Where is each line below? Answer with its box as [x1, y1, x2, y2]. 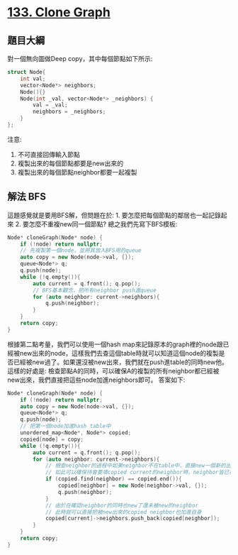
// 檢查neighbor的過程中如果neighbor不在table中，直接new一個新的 [45, 462, 227, 469]
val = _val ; [33, 101, 69, 109]
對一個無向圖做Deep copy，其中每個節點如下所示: [7, 55, 153, 62]
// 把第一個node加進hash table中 [20, 423, 111, 430]
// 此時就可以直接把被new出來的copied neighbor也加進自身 [45, 508, 202, 515]
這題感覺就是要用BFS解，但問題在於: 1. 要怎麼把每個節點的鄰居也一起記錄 [7, 211, 222, 219]
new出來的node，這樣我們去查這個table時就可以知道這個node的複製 [19, 348, 220, 357]
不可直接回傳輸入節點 [17, 150, 80, 158]
